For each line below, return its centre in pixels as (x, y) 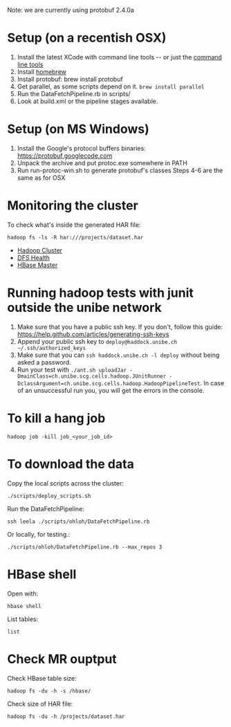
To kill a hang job (56, 418)
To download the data (71, 464)
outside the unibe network (84, 308)
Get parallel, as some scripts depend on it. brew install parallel (111, 86)
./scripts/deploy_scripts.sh (49, 496)
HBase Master (37, 265)
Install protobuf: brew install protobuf (70, 79)
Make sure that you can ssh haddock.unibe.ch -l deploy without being (118, 355)
